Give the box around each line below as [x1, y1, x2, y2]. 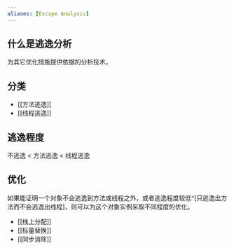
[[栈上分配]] [17, 217, 52, 225]
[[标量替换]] [17, 225, 52, 235]
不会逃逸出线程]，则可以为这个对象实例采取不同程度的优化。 [19, 202, 194, 211]
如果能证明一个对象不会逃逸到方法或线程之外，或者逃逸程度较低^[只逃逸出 [7, 193, 221, 202]
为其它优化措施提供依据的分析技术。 [7, 57, 112, 67]
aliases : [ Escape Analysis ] [7, 10, 90, 18]
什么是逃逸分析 [7, 38, 72, 50]
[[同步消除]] [17, 235, 52, 243]
